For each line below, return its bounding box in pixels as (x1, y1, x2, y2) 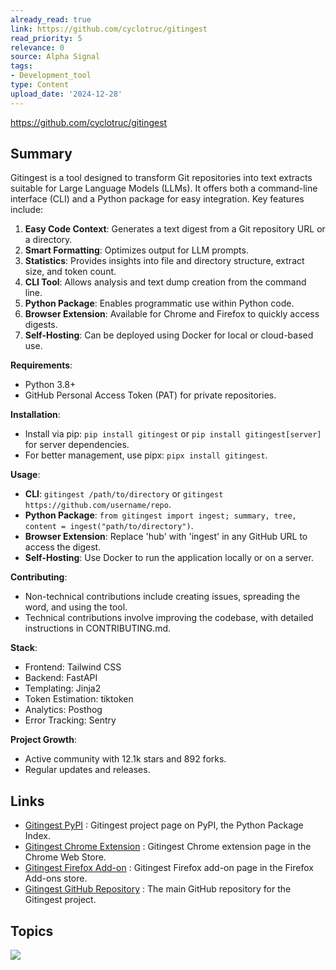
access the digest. (24, 541, 102, 553)
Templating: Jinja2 (24, 682, 102, 695)
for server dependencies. (24, 439, 130, 451)
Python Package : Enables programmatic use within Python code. (24, 297, 295, 310)
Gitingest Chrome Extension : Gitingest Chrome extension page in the (24, 841, 312, 853)
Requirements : (10, 359, 73, 371)
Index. (24, 830, 51, 842)
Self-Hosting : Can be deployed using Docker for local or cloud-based (24, 329, 314, 341)
